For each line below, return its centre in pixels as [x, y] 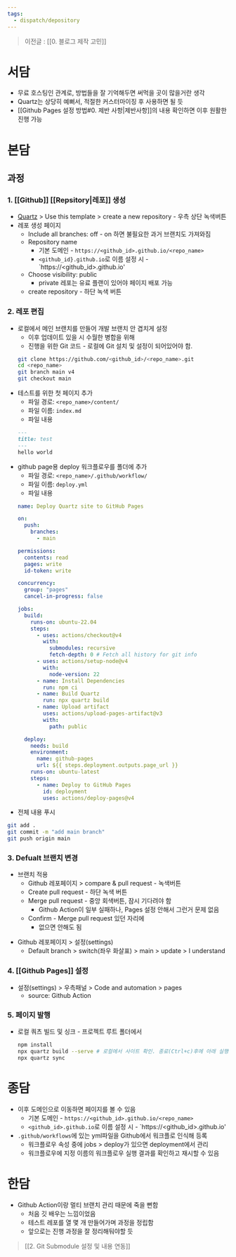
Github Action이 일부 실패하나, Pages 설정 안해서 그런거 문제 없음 [129, 909]
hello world [35, 452]
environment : [50, 752]
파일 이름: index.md [55, 411]
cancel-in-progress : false [64, 597]
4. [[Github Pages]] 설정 [48, 971]
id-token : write [48, 571]
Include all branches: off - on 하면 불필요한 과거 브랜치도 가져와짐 [119, 234]
